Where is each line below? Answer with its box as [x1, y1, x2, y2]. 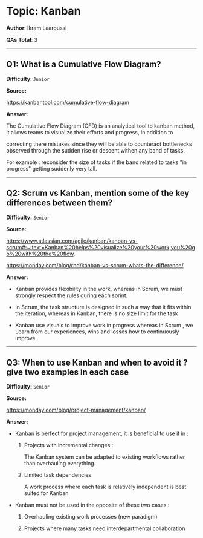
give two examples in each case [6, 367, 129, 377]
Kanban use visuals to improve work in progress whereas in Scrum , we [14, 321, 193, 329]
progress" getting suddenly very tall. [6, 165, 98, 172]
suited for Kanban [24, 490, 69, 497]
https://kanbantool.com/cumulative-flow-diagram [6, 99, 130, 106]
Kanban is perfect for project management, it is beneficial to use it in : [14, 430, 189, 437]
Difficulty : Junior [6, 75, 50, 82]
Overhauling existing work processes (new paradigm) [24, 513, 158, 520]
